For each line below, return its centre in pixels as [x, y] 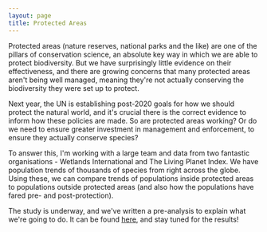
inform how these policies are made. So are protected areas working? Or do [133, 120]
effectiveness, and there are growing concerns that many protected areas [130, 71]
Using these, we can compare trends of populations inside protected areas [131, 178]
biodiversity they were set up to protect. [74, 88]
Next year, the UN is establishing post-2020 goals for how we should [122, 104]
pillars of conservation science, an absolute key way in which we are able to [133, 54]
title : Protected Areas [48, 23]
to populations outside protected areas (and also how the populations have [131, 187]
